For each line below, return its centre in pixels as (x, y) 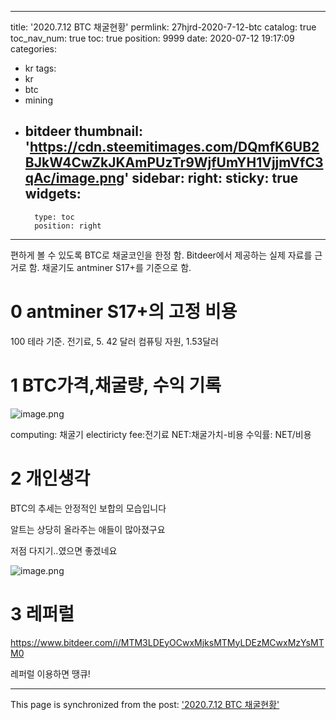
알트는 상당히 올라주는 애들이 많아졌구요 (88, 529)
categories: (33, 49)
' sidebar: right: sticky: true (211, 178)
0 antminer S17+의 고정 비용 (124, 312)
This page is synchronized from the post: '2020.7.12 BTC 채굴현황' (145, 704)
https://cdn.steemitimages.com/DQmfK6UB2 (174, 147)
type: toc (54, 217)
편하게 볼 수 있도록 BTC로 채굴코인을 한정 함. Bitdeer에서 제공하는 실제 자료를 (161, 255)
